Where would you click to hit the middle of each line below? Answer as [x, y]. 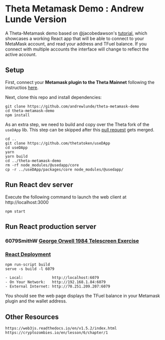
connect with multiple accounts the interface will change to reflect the [77, 49]
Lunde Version [36, 19]
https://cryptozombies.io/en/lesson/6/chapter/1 [57, 332]
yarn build [16, 156]
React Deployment [28, 254]
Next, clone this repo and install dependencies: [54, 97]
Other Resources [32, 317]
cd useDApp [16, 147]
